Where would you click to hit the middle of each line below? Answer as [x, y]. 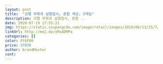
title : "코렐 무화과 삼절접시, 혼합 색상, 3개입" [49, 14]
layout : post [18, 9]
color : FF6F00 [19, 41]
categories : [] [20, 37]
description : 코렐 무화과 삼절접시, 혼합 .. [45, 18]
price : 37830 [18, 45]
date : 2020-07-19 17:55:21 [32, 23]
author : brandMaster [26, 50]
